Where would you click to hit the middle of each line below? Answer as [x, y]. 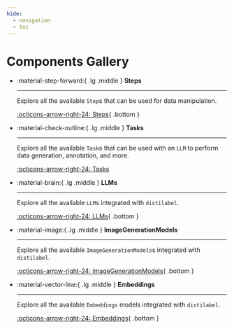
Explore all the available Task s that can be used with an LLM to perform [117, 148]
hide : [14, 14]
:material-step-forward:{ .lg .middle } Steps [79, 80]
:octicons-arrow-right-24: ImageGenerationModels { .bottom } [105, 271]
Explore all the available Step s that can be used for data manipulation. [117, 101]
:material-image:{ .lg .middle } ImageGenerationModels [97, 230]
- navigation [32, 20]
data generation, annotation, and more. [73, 155]
